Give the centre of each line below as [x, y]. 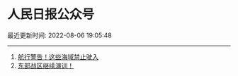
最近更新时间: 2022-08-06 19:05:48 [59, 35]
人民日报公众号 [51, 14]
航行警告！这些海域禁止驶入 [58, 56]
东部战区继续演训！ [46, 65]
